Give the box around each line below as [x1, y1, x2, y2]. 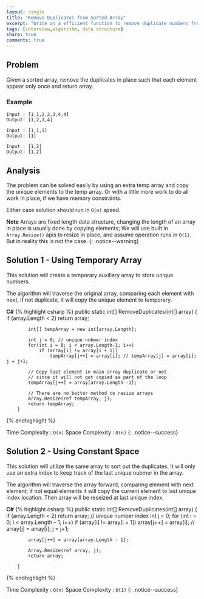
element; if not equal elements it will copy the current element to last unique [6, 487, 196, 494]
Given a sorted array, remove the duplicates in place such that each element [6, 76, 197, 83]
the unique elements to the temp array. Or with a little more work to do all [6, 188, 189, 195]
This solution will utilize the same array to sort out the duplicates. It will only [6, 463, 195, 470]
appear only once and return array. [6, 82, 94, 90]
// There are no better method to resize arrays [28, 390, 154, 396]
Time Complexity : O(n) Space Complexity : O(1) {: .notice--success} [6, 586, 178, 593]
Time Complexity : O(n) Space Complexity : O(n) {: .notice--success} [6, 428, 178, 436]
